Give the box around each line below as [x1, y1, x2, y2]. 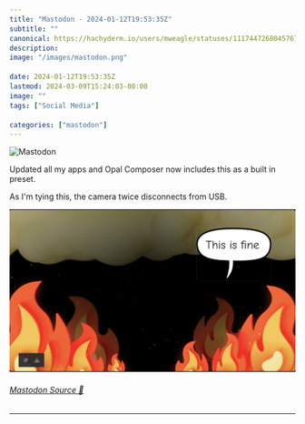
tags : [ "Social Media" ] [9, 101, 100, 110]
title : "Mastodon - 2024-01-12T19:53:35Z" [9, 15, 172, 24]
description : [9, 44, 59, 53]
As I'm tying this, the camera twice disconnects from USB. [9, 191, 228, 202]
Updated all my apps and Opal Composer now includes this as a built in [9, 164, 276, 175]
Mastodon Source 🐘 [9, 385, 84, 396]
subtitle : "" [9, 24, 59, 34]
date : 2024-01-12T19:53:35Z [9, 73, 116, 82]
